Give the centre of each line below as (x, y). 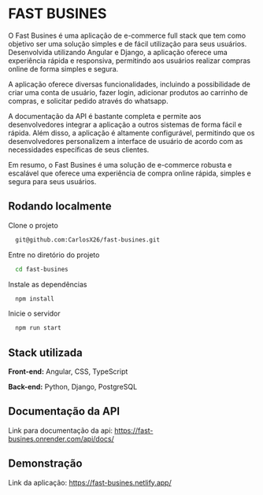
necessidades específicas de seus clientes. (79, 150)
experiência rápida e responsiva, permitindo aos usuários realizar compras (129, 61)
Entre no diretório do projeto (54, 255)
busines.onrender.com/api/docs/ (61, 438)
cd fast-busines (42, 269)
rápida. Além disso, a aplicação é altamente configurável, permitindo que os (131, 133)
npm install (35, 299)
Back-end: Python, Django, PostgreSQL (73, 387)
